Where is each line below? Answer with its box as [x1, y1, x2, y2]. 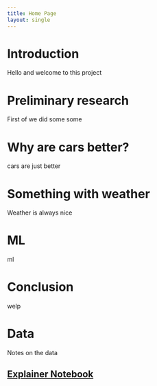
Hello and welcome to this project [7, 69, 102, 77]
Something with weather [7, 186, 151, 202]
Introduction [7, 46, 80, 62]
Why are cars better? [7, 139, 130, 155]
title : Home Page [7, 10, 57, 17]
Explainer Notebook [7, 368, 94, 381]
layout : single [7, 16, 51, 23]
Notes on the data [7, 349, 58, 357]
